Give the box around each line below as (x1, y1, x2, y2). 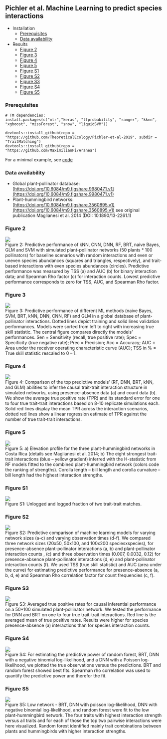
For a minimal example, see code (5, 157, 73, 163)
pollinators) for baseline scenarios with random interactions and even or (5, 252, 153, 258)
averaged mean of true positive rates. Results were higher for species (5, 617, 149, 623)
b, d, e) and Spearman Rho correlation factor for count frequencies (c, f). (5, 572, 155, 578)
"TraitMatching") (5, 139, 41, 144)
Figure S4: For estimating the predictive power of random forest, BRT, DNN (5, 651, 160, 657)
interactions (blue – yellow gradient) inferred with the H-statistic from (14, 456, 157, 462)
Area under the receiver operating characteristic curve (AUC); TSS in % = (5, 345, 157, 351)
